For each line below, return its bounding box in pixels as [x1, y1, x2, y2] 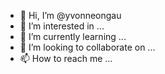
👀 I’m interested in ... [19, 20, 105, 32]
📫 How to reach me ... [19, 53, 113, 64]
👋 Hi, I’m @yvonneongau [19, 10, 122, 21]
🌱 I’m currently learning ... [19, 31, 127, 42]
